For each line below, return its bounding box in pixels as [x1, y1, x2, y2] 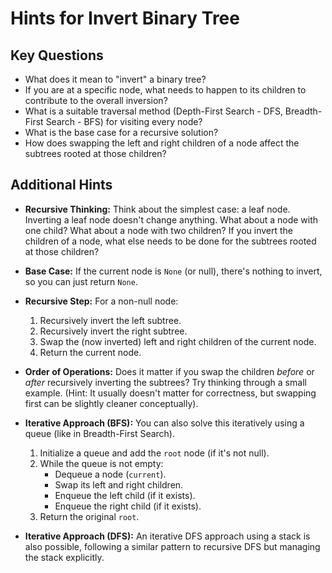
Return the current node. [39, 346, 142, 358]
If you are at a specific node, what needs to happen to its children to [24, 84, 307, 96]
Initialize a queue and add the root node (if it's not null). [39, 447, 270, 459]
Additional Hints [10, 177, 113, 194]
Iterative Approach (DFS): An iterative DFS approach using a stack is [24, 530, 311, 542]
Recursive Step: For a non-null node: [24, 295, 179, 307]
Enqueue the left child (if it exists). [54, 489, 196, 501]
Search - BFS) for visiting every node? [45, 116, 203, 127]
